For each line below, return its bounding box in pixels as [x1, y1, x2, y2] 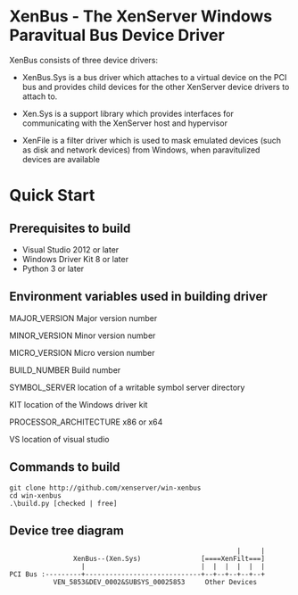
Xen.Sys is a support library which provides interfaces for [21, 108, 235, 119]
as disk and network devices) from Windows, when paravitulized [21, 145, 261, 155]
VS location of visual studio [9, 434, 110, 444]
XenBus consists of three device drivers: [9, 54, 159, 65]
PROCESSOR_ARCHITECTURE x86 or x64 [9, 417, 163, 427]
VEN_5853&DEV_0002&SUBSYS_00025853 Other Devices [53, 578, 257, 587]
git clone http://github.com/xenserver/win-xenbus [9, 483, 202, 492]
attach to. [21, 91, 58, 102]
